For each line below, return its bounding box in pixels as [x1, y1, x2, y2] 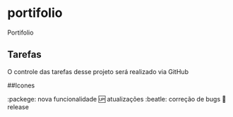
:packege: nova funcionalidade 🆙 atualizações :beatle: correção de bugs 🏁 [7, 94, 227, 103]
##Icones [7, 81, 35, 90]
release [7, 102, 30, 111]
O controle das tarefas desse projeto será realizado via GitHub [7, 67, 189, 75]
